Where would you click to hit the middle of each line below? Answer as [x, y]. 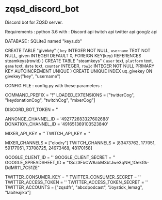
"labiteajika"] [18, 192]
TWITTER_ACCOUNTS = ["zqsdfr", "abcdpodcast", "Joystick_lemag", [74, 187]
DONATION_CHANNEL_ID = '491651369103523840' [57, 124]
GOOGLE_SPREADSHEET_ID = [35, 162]
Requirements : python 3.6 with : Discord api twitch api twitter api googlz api [81, 31]
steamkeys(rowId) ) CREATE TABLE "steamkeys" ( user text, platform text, [79, 61]
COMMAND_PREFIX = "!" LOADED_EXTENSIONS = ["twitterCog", [70, 95]
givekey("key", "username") [33, 76]
